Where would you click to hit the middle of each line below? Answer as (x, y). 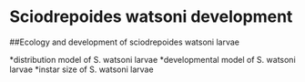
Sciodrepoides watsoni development (151, 17)
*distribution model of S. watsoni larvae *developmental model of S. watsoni (152, 59)
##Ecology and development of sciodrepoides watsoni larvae (124, 42)
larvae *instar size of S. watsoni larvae (81, 69)
